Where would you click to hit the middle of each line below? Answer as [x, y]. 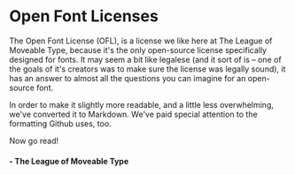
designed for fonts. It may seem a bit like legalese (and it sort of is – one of [145, 59]
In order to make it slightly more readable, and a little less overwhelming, [142, 104]
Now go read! [34, 141]
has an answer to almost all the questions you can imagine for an [128, 78]
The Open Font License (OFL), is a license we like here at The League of [141, 41]
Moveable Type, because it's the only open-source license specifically [138, 49]
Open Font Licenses [84, 16]
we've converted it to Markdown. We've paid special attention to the [134, 114]
